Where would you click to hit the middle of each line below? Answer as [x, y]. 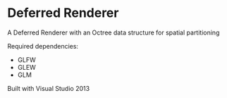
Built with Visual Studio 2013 [49, 88]
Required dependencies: [43, 46]
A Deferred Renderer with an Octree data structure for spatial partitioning [114, 32]
